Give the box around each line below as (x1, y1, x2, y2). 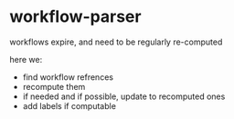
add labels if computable (22, 100, 117, 111)
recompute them (22, 81, 86, 92)
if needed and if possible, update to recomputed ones (22, 91, 226, 102)
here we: (9, 54, 43, 64)
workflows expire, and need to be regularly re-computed (9, 36, 223, 47)
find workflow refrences (22, 71, 114, 83)
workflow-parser (9, 6, 142, 27)
